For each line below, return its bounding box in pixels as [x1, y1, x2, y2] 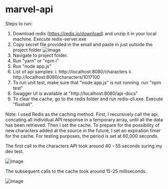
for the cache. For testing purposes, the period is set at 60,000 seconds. [5, 133, 159, 139]
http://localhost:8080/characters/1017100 [12, 74, 100, 80]
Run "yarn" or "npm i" [12, 57, 59, 64]
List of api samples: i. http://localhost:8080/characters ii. [12, 68, 132, 75]
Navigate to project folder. [12, 52, 68, 58]
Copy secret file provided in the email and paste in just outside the [12, 41, 153, 47]
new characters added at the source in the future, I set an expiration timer [5, 127, 161, 134]
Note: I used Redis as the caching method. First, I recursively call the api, [5, 111, 159, 117]
